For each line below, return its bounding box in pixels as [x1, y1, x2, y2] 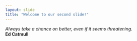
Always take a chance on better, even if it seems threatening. [5, 25, 132, 31]
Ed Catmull [5, 31, 29, 37]
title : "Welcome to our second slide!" [5, 12, 89, 17]
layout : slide [5, 7, 35, 12]
